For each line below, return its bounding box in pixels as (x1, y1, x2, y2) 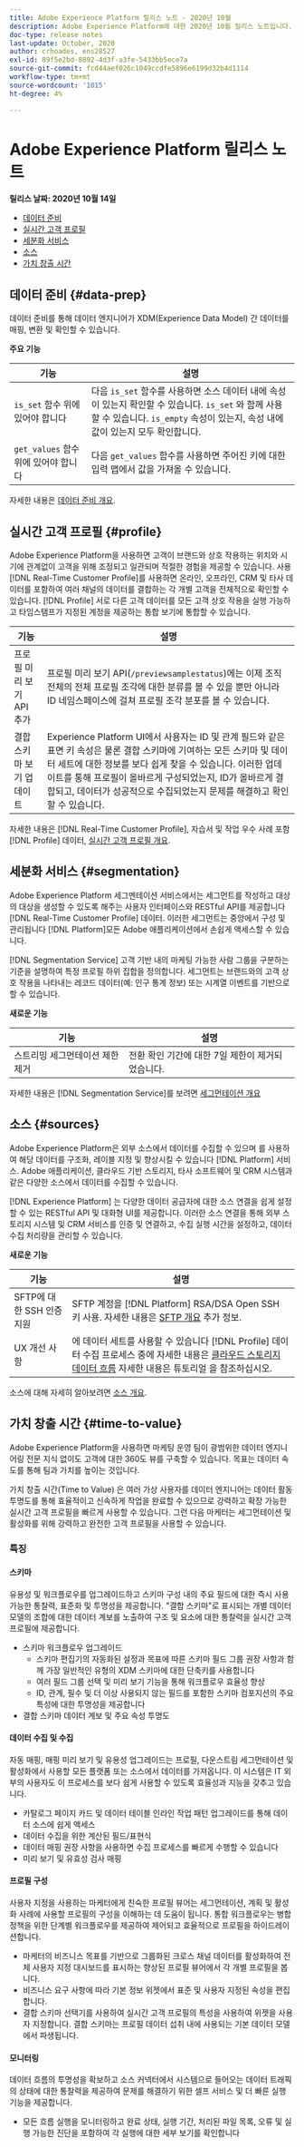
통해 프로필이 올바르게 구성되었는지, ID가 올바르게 (73, 772, 273, 785)
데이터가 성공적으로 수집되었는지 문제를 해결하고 (76, 786, 271, 798)
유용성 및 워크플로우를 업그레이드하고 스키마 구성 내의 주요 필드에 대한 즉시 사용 (9, 1588, 290, 1599)
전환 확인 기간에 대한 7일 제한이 (128, 1049, 256, 1061)
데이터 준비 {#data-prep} (9, 287, 147, 302)
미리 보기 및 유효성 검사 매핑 (22, 1852, 122, 1864)
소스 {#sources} (9, 1117, 100, 1132)
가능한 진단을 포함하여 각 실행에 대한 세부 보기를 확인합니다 (32, 2128, 240, 2139)
